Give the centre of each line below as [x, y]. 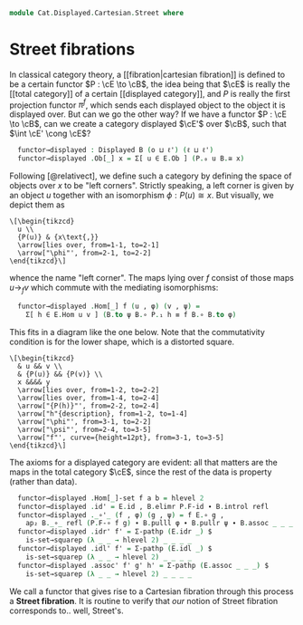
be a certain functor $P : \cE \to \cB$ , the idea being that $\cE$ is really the [150, 84]
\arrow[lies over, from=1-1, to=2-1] [89, 245]
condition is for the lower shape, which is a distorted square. [122, 341]
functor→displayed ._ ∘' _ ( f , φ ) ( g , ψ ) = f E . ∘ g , [121, 515]
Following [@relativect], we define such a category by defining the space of [151, 176]
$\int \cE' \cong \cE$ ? [50, 134]
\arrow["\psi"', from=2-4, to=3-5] [85, 429]
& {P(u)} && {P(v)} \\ [60, 374]
